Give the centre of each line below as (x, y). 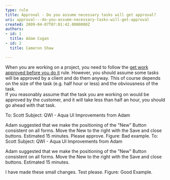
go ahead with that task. (31, 105)
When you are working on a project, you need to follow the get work (77, 67)
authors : (15, 29)
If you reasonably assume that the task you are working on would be (77, 94)
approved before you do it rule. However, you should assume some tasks (82, 73)
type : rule (17, 10)
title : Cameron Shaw (32, 48)
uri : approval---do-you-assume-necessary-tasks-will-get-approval (77, 19)
